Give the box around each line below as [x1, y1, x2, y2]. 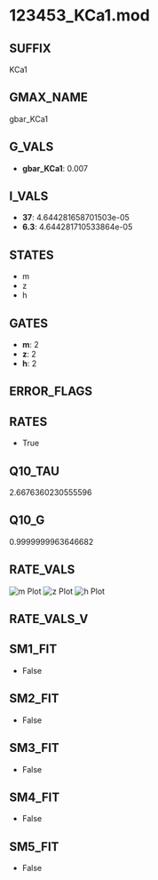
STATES [9, 247, 55, 262]
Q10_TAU [9, 463, 60, 478]
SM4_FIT [9, 789, 60, 804]
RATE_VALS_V [9, 612, 89, 627]
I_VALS [9, 188, 49, 204]
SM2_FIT [9, 691, 59, 707]
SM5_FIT [9, 839, 59, 854]
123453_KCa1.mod [9, 5, 151, 26]
